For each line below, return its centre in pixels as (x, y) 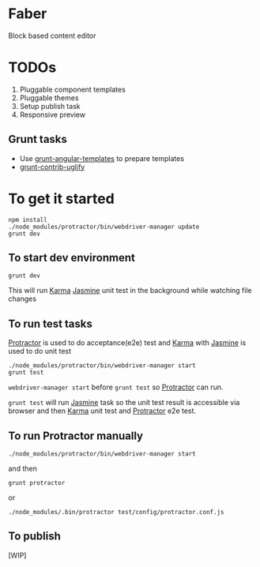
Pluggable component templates (73, 89)
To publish (34, 537)
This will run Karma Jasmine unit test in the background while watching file (130, 291)
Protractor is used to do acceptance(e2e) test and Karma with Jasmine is (127, 343)
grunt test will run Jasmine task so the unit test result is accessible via (124, 403)
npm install (28, 220)
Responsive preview (52, 115)
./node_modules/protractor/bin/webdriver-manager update (104, 227)
